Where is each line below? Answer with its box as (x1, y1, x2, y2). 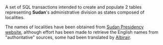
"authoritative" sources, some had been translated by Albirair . (5, 34, 132, 40)
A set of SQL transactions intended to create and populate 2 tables (5, 4, 142, 10)
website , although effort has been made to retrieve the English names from (5, 29, 159, 35)
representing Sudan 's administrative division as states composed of (5, 9, 145, 15)
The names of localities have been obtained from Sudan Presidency (5, 24, 144, 30)
